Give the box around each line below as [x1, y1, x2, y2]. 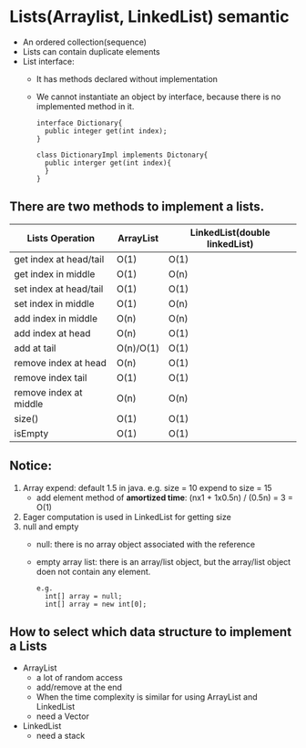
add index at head [14, 326, 91, 339]
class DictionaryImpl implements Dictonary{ [36, 150, 209, 159]
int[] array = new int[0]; [44, 599, 148, 609]
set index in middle [14, 297, 95, 310]
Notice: [9, 458, 53, 474]
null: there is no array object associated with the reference [36, 538, 256, 549]
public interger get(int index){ [44, 158, 171, 168]
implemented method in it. [36, 100, 135, 111]
